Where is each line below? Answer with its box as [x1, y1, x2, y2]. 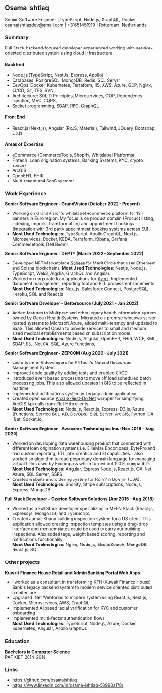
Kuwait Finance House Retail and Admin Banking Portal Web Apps [5, 570, 140, 576]
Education [5, 638, 30, 644]
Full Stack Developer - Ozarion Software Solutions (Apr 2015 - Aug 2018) [5, 496, 154, 502]
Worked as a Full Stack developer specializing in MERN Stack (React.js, [12, 506, 154, 511]
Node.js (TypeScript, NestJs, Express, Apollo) [12, 72, 103, 78]
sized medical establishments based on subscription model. [12, 330, 132, 336]
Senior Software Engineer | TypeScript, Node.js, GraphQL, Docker [5, 16, 136, 22]
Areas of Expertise [5, 141, 44, 147]
